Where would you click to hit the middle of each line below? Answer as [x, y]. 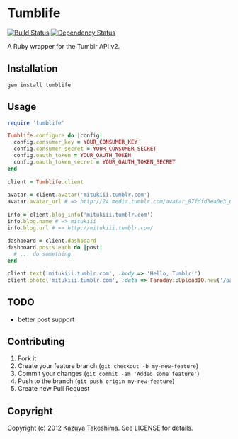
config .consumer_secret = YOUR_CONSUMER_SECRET [85, 149]
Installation [33, 69]
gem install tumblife [39, 85]
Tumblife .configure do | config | [55, 136]
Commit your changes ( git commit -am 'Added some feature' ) [108, 374]
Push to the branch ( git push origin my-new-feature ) [96, 381]
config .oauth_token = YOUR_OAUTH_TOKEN [73, 156]
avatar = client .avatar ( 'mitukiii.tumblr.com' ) [79, 195]
